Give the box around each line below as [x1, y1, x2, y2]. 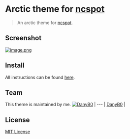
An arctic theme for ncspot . [17, 20, 73, 26]
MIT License [5, 129, 31, 135]
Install [5, 61, 25, 70]
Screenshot [5, 34, 42, 42]
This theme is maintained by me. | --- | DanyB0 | [5, 102, 126, 108]
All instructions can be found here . [5, 74, 75, 80]
